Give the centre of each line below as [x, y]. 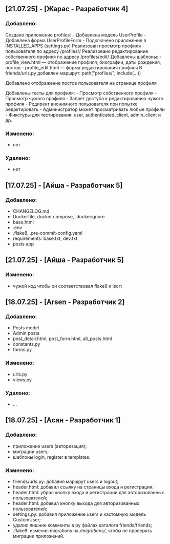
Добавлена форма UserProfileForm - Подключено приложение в [76, 40]
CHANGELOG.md [31, 211]
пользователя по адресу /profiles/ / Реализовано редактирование [77, 51]
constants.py [26, 344]
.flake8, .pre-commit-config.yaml [48, 233]
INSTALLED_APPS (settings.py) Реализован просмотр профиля [73, 46]
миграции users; [31, 452]
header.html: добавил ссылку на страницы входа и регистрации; [83, 487]
